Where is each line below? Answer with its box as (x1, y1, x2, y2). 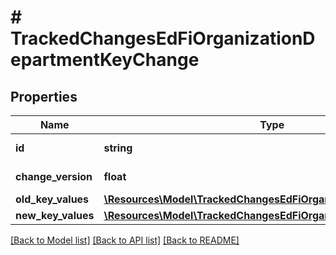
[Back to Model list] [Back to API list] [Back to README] (10, 234, 240, 246)
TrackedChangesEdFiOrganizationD (10, 27, 316, 50)
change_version (15, 170, 93, 183)
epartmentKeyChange (10, 49, 200, 71)
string (103, 141, 133, 155)
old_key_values (15, 192, 90, 206)
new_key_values (15, 209, 95, 222)
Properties (10, 88, 78, 105)
